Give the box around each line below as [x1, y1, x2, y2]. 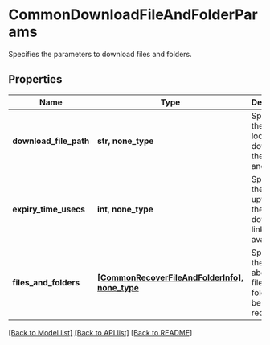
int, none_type [97, 203, 154, 215]
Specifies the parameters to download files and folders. [8, 49, 193, 59]
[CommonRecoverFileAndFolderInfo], [97, 272, 243, 283]
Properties [8, 72, 63, 86]
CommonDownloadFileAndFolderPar [8, 6, 259, 24]
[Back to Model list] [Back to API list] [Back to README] [8, 327, 193, 337]
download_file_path [12, 135, 90, 146]
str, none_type [97, 135, 154, 146]
